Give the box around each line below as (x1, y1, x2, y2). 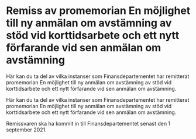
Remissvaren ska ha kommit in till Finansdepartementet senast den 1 (6, 120, 171, 127)
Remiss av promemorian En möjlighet (6, 4, 191, 17)
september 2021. (6, 126, 47, 133)
